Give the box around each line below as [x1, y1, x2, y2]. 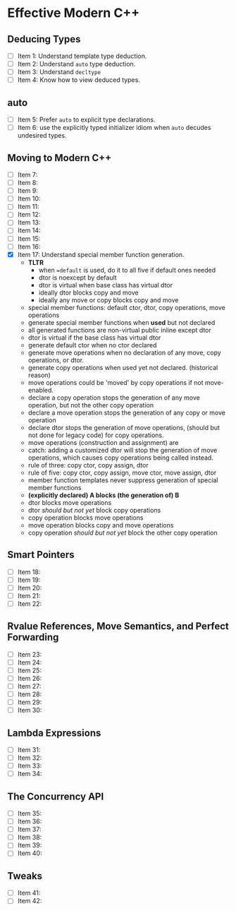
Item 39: [17, 841, 42, 850]
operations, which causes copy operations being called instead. [27, 453, 213, 462]
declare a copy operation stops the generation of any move [27, 393, 201, 402]
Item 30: [17, 706, 42, 715]
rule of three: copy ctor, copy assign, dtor [27, 460, 149, 469]
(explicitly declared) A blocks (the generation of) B [27, 491, 180, 499]
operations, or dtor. [27, 355, 85, 364]
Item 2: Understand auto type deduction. [17, 60, 136, 69]
